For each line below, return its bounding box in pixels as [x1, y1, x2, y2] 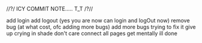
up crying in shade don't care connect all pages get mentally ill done [6, 30, 178, 37]
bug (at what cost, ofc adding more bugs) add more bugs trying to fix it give [6, 24, 196, 30]
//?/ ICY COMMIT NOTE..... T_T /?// [6, 5, 93, 12]
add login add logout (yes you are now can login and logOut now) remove [6, 17, 190, 24]
